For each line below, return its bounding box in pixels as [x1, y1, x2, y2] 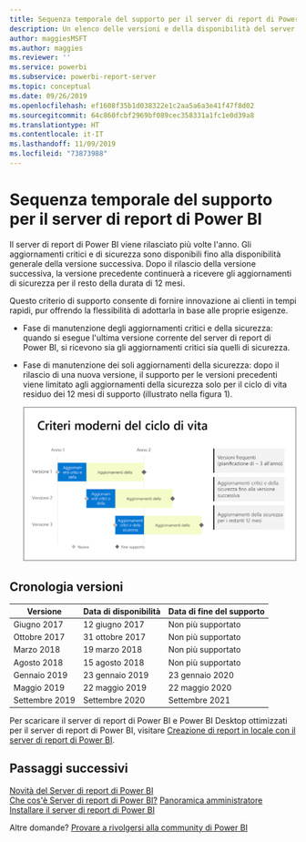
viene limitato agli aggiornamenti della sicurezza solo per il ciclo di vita [22, 379, 288, 390]
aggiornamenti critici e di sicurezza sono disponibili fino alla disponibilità [9, 249, 281, 259]
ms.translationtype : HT [9, 120, 100, 129]
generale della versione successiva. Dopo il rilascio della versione [9, 258, 257, 269]
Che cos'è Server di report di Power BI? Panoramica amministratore [9, 795, 263, 806]
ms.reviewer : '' [9, 53, 71, 63]
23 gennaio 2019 [83, 669, 149, 680]
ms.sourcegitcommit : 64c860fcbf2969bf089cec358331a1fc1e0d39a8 [9, 110, 255, 120]
